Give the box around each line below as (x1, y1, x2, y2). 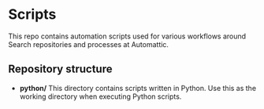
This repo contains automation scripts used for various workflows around (8, 31, 247, 41)
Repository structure (8, 63, 113, 76)
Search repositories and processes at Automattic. (8, 39, 169, 49)
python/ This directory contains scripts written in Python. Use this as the (19, 83, 257, 93)
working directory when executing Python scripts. (19, 92, 182, 101)
